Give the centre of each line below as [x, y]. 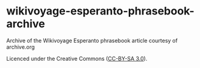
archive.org [21, 47]
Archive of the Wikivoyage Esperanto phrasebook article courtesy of [92, 40]
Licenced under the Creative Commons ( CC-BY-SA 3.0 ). [77, 58]
